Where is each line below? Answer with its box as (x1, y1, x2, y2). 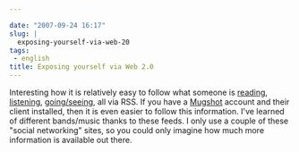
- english (13, 55, 50, 63)
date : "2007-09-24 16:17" (9, 21, 106, 30)
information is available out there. (9, 135, 132, 145)
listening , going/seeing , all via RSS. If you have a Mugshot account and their (9, 97, 290, 107)
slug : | (9, 29, 38, 38)
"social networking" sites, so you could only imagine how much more (9, 125, 265, 135)
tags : (9, 46, 30, 55)
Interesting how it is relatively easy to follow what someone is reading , (9, 87, 269, 97)
